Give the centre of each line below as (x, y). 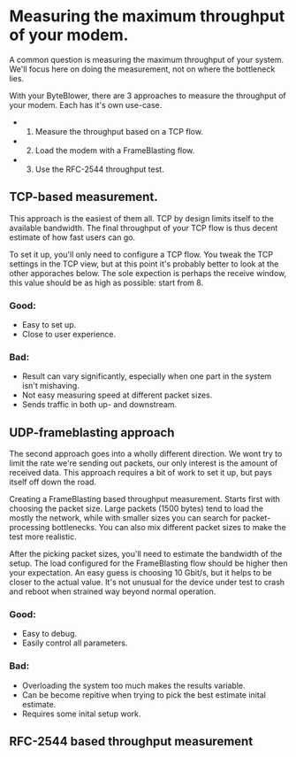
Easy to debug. (49, 634)
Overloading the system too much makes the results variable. (133, 685)
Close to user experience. (69, 335)
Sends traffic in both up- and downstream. (99, 405)
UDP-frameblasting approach (92, 433)
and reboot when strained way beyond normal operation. (113, 591)
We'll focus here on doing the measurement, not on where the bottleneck (142, 69)
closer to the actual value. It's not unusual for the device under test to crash (147, 583)
